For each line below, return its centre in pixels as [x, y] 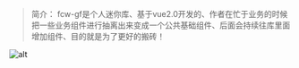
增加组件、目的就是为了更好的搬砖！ [98, 36]
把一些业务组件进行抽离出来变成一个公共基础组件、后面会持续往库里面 [161, 25]
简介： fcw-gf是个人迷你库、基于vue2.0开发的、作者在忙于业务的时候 [159, 14]
